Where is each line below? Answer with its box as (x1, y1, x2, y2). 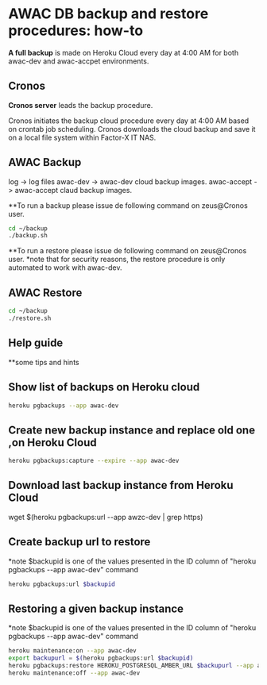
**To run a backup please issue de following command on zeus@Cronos (8, 200, 248, 210)
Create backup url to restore (8, 535, 151, 548)
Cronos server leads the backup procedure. (8, 100, 153, 110)
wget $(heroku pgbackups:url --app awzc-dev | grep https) (8, 512, 203, 521)
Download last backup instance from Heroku (8, 479, 234, 492)
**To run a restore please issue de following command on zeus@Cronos (8, 246, 247, 256)
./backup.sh (8, 232, 48, 240)
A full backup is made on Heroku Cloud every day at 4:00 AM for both (8, 48, 239, 57)
